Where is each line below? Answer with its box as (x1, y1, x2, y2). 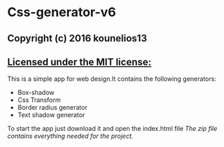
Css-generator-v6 (7, 4, 116, 20)
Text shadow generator (17, 110, 86, 120)
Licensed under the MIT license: (7, 56, 151, 68)
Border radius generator (17, 103, 88, 112)
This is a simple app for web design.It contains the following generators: (7, 75, 217, 83)
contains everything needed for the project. (7, 132, 134, 141)
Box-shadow (17, 89, 55, 97)
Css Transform (17, 96, 61, 104)
